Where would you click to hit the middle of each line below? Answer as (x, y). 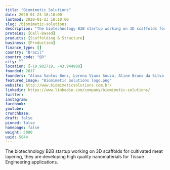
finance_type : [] (24, 48)
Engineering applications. (32, 162)
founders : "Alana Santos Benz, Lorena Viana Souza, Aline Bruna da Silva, (86, 76)
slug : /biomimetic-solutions (36, 24)
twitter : (14, 95)
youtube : (14, 109)
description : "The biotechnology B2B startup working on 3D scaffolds (81, 29)
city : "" (14, 62)
